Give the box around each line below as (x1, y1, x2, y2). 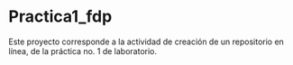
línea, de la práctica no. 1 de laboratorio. (8, 45, 158, 56)
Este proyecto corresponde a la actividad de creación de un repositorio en (8, 36, 285, 47)
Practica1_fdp (8, 6, 113, 27)
